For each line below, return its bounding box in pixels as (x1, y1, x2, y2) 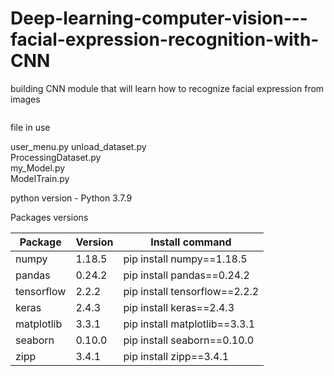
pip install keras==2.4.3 (123, 300, 235, 314)
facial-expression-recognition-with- (10, 28, 320, 51)
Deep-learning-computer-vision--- (10, 7, 308, 30)
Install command (150, 235, 232, 249)
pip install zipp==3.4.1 (123, 349, 230, 363)
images (10, 93, 41, 105)
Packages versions (10, 211, 89, 223)
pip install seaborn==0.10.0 (123, 333, 255, 347)
